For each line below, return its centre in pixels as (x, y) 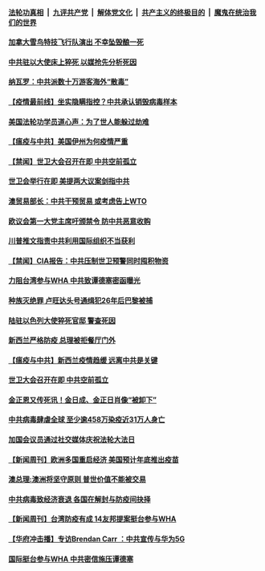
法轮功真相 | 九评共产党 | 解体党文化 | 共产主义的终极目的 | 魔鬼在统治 (129, 12)
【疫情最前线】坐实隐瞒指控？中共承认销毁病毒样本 (93, 101)
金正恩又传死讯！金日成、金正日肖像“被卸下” (83, 400)
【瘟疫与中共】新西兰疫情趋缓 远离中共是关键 (83, 360)
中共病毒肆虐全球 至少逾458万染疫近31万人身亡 (87, 420)
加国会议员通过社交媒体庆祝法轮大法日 (71, 440)
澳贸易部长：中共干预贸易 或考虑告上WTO (77, 201)
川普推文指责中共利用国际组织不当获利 (71, 241)
